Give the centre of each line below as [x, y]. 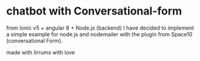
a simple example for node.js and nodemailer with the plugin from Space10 [99, 34]
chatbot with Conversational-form [94, 11]
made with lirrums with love [41, 52]
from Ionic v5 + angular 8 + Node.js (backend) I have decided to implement [100, 28]
